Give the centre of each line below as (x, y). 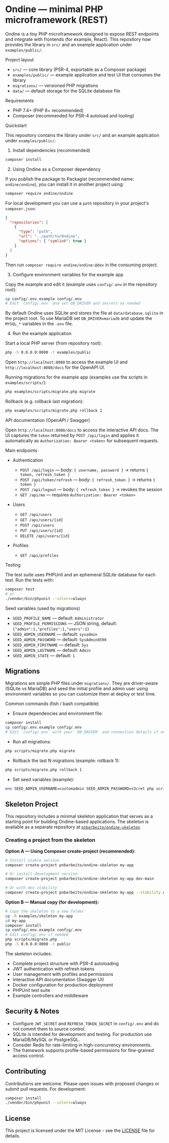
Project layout (20, 59)
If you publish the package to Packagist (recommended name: (70, 179)
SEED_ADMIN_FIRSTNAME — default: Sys (51, 645)
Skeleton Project (32, 805)
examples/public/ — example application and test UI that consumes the (87, 74)
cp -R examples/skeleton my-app (39, 916)
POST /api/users (37, 525)
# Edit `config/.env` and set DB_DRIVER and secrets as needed (73, 303)
